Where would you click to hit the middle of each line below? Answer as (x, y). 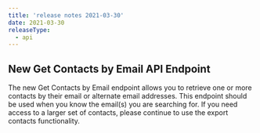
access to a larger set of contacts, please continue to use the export (118, 113)
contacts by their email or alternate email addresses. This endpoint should (128, 96)
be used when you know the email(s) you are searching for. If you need (123, 104)
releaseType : (29, 30)
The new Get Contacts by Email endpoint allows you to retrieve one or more (130, 88)
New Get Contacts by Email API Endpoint (109, 68)
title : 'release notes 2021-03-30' (66, 15)
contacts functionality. (44, 121)
